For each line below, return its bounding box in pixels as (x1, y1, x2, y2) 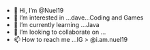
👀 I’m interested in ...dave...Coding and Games (13, 14, 144, 22)
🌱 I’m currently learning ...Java (13, 21, 100, 28)
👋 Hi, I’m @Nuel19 (13, 7, 64, 14)
